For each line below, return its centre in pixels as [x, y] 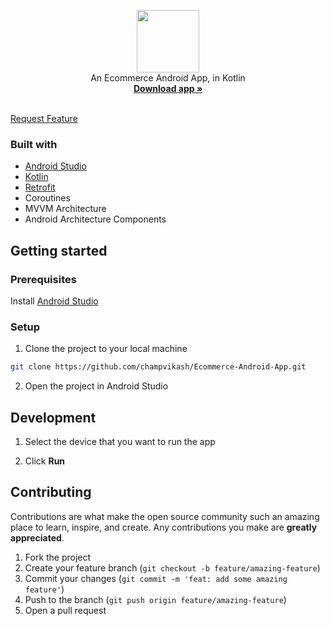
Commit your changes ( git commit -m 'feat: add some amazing [156, 578]
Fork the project [58, 557]
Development [53, 417]
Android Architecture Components [95, 219]
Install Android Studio [54, 301]
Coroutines [47, 198]
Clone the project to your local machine [106, 349]
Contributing [51, 492]
